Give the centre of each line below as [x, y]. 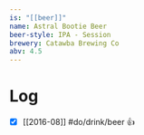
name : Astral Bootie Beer [58, 26]
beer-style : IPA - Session [60, 34]
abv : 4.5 [26, 52]
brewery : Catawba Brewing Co [64, 43]
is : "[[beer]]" [38, 18]
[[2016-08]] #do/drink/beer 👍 [79, 122]
